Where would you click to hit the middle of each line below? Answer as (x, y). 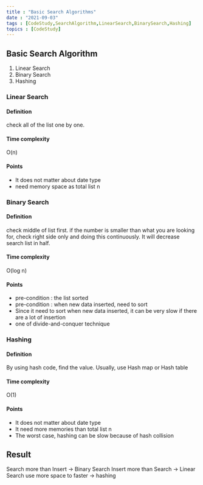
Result (19, 455)
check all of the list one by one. (46, 125)
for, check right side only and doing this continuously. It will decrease (93, 236)
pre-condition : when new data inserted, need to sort (81, 304)
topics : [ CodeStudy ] (34, 29)
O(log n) (17, 270)
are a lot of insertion (40, 318)
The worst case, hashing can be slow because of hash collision (95, 435)
